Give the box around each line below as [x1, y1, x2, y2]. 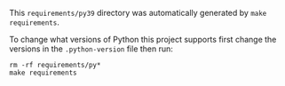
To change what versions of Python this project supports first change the [9, 35, 277, 44]
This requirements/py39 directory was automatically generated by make [9, 8, 267, 18]
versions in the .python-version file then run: [9, 43, 173, 54]
